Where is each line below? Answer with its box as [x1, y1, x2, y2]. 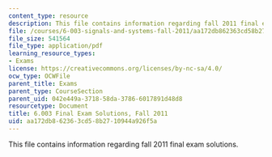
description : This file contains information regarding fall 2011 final [8, 19, 259, 28]
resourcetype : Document [8, 102, 89, 110]
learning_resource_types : [8, 49, 96, 57]
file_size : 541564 [8, 34, 70, 43]
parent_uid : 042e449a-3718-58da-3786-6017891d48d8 [8, 95, 183, 103]
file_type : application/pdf [8, 42, 104, 50]
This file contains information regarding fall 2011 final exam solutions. [8, 139, 239, 149]
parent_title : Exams [8, 79, 79, 87]
